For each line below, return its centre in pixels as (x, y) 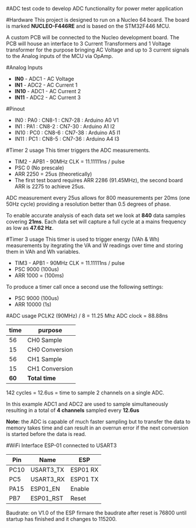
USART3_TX (47, 470)
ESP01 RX (84, 470)
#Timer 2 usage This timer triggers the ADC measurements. (78, 150)
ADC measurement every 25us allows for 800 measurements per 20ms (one (98, 198)
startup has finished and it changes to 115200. (61, 519)
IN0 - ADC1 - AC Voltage (44, 79)
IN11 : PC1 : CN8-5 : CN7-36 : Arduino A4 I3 (67, 139)
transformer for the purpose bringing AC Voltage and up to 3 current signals (98, 50)
